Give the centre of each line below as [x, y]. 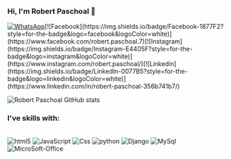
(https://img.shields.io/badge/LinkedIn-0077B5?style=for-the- [98, 71]
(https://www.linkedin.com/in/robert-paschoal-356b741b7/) [94, 87]
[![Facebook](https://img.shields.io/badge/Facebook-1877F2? [134, 27]
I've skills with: [34, 118]
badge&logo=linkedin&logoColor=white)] [67, 79]
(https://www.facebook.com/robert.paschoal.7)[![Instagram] [95, 42]
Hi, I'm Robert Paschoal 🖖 [52, 11]
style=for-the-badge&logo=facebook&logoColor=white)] [90, 34]
